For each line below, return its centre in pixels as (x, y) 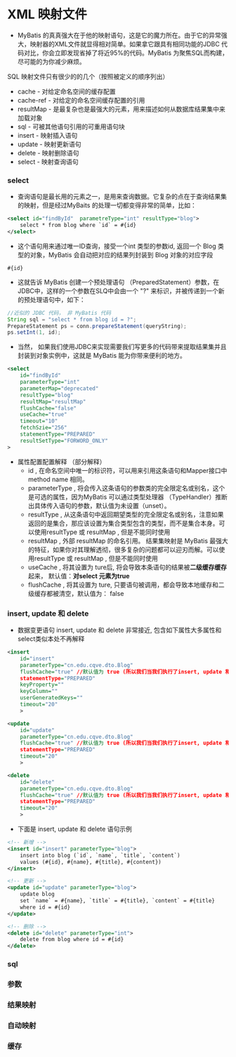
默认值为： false (100, 593)
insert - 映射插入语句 (47, 135)
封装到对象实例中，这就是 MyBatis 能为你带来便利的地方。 (101, 356)
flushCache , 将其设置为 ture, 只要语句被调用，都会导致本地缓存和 (123, 585)
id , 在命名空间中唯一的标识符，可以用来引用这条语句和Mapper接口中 (127, 470)
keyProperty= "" (42, 685)
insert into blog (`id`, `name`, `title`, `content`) (100, 855)
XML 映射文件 (47, 14)
